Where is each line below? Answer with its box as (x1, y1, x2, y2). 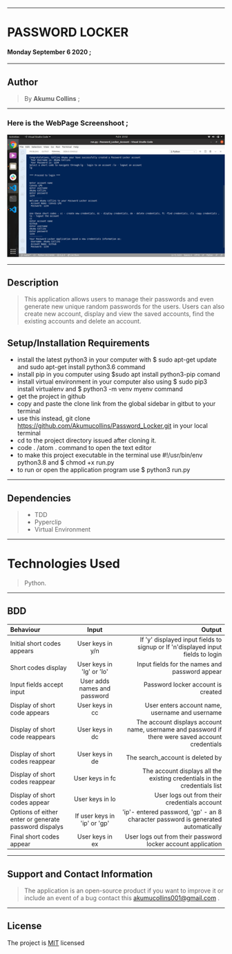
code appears (10, 709, 50, 717)
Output (201, 626, 222, 634)
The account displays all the (142, 767, 222, 775)
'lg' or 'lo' (81, 667, 108, 675)
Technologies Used (7, 556, 121, 572)
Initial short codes (10, 639, 61, 647)
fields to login (183, 651, 222, 659)
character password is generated (127, 815, 222, 823)
